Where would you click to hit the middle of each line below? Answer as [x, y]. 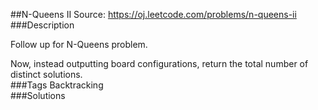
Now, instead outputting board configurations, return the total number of [159, 63]
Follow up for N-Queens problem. [79, 44]
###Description [42, 25]
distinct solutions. [46, 74]
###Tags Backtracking [57, 85]
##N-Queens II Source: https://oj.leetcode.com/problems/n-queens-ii [153, 14]
